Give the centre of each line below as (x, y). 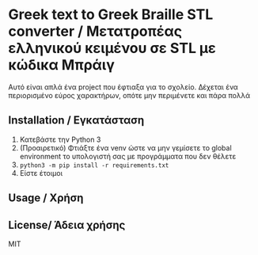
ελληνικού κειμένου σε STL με (112, 48)
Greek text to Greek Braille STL (111, 15)
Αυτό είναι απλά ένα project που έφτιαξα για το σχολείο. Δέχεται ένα (123, 87)
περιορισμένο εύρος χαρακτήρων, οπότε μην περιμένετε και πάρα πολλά (129, 95)
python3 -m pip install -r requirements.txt (94, 165)
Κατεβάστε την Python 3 (60, 139)
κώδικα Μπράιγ (61, 65)
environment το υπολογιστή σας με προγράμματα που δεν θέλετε (128, 156)
